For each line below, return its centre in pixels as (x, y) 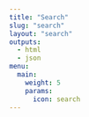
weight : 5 (43, 83)
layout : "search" (41, 33)
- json (29, 58)
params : (39, 91)
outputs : (25, 42)
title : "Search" (39, 17)
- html (29, 50)
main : (27, 75)
